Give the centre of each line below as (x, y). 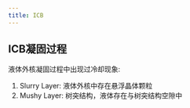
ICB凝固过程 (38, 49)
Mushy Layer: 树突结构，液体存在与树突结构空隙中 (101, 95)
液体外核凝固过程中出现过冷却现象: (64, 69)
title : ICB (26, 15)
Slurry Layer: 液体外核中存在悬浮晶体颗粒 (86, 86)
